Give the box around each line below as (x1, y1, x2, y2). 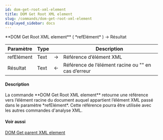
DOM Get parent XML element (5, 129, 65, 135)
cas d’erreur (63, 68, 91, 74)
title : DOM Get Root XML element (5, 12, 73, 17)
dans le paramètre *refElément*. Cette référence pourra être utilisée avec (5, 103, 152, 108)
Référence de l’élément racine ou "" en (63, 62, 151, 69)
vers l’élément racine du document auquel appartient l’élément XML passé (5, 97, 154, 103)
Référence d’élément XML (63, 54, 122, 61)
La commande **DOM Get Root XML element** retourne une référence (5, 92, 148, 98)
